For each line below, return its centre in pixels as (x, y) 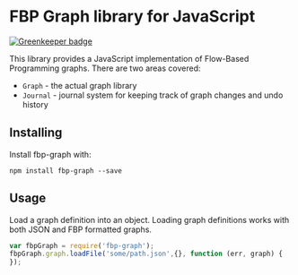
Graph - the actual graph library (79, 85)
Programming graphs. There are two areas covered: (105, 68)
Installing (36, 133)
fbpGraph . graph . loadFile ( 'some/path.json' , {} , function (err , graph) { (146, 254)
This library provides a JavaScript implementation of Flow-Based (129, 58)
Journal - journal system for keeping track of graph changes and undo (153, 95)
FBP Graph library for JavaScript (132, 17)
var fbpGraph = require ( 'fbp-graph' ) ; (82, 245)
